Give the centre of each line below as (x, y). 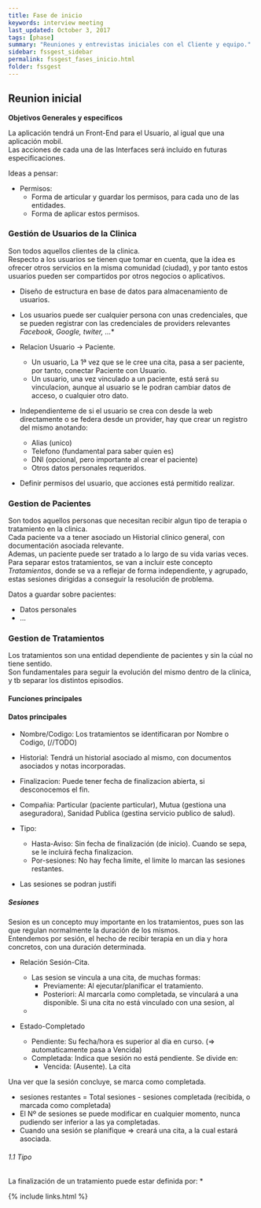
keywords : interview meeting (56, 23)
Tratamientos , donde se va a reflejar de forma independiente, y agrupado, (128, 571)
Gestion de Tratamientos (56, 638)
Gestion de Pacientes (50, 503)
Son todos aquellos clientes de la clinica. (74, 251)
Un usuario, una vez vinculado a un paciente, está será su (125, 379)
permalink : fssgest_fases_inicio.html (72, 60)
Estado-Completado (52, 1026)
